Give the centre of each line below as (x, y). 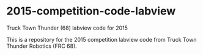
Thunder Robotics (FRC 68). (42, 46)
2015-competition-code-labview (91, 11)
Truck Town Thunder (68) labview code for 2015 (67, 28)
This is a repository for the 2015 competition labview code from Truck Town (102, 39)
